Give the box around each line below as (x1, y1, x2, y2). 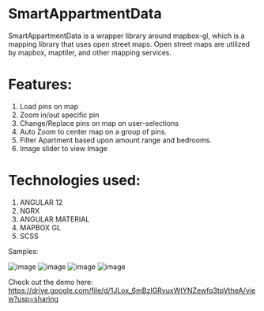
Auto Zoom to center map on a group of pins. (19, 127, 168, 136)
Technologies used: (8, 172, 141, 190)
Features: (8, 76, 73, 93)
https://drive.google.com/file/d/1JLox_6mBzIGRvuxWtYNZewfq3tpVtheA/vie (8, 286, 256, 295)
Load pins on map (19, 101, 79, 111)
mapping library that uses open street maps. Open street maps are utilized (8, 39, 251, 48)
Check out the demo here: (8, 277, 93, 286)
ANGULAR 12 (19, 197, 63, 207)
